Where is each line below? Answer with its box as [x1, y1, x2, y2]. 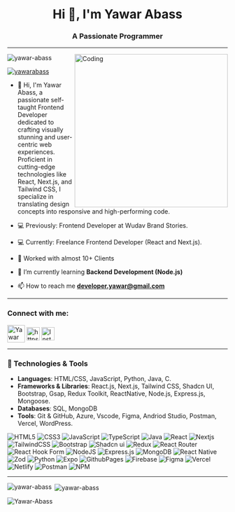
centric [17, 140, 38, 149]
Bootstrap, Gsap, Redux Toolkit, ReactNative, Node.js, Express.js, [17, 389, 206, 398]
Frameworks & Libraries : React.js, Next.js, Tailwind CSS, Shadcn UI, [17, 382, 215, 391]
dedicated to [17, 118, 55, 127]
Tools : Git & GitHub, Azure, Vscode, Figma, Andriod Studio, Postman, [17, 412, 217, 420]
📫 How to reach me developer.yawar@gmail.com [17, 282, 165, 290]
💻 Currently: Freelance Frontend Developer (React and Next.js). [17, 238, 202, 247]
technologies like [17, 170, 66, 179]
